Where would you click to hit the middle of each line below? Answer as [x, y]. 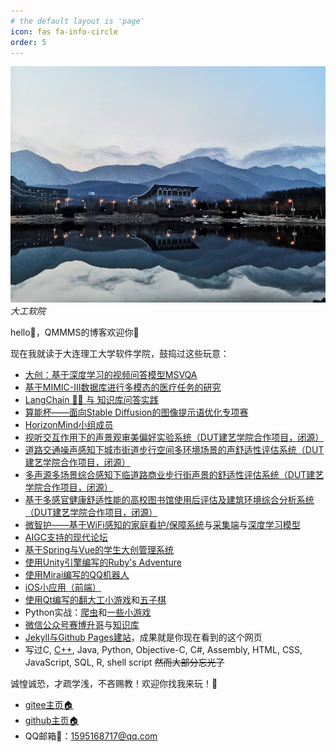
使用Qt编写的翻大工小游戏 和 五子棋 [95, 600]
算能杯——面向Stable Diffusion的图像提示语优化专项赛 [136, 412]
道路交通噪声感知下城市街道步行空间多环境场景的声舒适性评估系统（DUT [174, 450]
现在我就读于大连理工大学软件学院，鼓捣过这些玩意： [120, 354]
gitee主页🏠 [49, 705]
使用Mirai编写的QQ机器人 [77, 575]
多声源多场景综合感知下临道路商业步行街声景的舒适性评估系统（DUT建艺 [174, 475]
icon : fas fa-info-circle [64, 31]
